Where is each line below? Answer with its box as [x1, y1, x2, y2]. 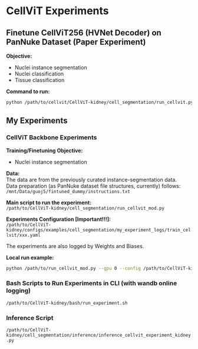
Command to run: [6, 88, 50, 95]
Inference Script [6, 314, 54, 322]
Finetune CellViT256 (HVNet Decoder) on [6, 28, 162, 38]
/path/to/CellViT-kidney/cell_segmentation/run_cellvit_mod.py [6, 205, 165, 211]
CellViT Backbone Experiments [6, 133, 97, 142]
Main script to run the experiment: [6, 199, 92, 206]
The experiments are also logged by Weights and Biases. [6, 242, 144, 249]
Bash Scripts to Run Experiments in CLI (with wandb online [6, 279, 177, 288]
